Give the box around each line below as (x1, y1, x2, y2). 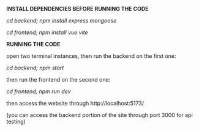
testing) (6, 118, 26, 125)
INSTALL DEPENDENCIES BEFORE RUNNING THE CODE (6, 5, 149, 12)
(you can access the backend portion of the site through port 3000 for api (6, 112, 193, 118)
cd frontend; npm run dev (6, 88, 72, 95)
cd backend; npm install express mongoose (6, 17, 117, 24)
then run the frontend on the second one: (6, 76, 111, 83)
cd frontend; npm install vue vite (6, 29, 88, 36)
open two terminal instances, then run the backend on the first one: (6, 52, 176, 60)
